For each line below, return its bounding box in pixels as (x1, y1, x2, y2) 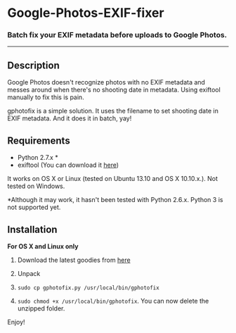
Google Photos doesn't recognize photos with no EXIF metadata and (7, 78, 206, 87)
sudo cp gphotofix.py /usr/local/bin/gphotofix (17, 284, 159, 291)
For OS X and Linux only (7, 241, 79, 251)
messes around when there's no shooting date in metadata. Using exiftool (7, 86, 221, 94)
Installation (7, 223, 58, 235)
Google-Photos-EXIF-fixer (7, 5, 164, 21)
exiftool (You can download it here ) (17, 161, 119, 170)
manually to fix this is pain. (7, 93, 84, 101)
